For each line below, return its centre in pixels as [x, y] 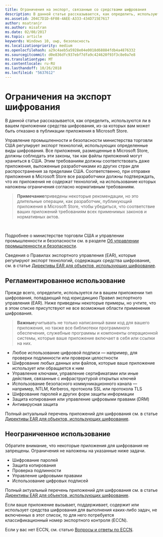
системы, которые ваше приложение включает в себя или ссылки [86, 338]
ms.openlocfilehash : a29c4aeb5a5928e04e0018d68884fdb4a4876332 [70, 50]
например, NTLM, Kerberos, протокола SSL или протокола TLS [77, 388]
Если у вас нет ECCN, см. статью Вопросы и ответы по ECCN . [69, 530]
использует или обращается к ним [48, 368]
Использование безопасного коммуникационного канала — [74, 384]
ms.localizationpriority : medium [39, 46]
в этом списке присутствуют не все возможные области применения [78, 308]
